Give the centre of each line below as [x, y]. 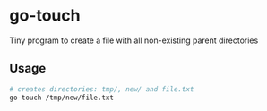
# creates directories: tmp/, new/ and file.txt [102, 89]
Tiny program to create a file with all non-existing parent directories [134, 40]
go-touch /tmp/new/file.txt [62, 98]
